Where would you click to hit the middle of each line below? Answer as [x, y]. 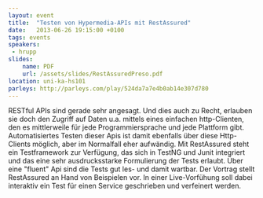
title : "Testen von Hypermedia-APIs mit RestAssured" [100, 23]
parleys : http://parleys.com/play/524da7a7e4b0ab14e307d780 [109, 88]
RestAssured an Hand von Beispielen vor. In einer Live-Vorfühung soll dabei [130, 178]
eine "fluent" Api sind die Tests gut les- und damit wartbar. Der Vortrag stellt [131, 169]
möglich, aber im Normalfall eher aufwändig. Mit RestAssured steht [141, 144]
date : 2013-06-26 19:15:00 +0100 [66, 30]
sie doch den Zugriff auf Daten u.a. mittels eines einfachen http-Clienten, [126, 119]
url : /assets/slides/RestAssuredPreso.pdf [93, 74]
